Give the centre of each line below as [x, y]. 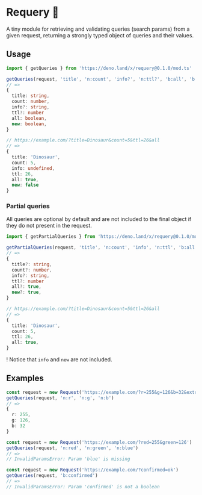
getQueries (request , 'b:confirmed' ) [52, 476]
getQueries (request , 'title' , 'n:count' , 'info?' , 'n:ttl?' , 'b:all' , [96, 79]
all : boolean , [29, 118]
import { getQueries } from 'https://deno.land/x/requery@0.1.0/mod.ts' [99, 68]
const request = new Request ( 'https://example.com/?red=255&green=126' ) [99, 442]
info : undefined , [33, 168]
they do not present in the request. [49, 226]
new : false [25, 185]
